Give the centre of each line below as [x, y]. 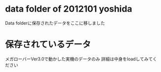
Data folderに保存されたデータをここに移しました [55, 23]
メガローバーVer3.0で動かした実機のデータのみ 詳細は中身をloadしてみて [79, 59]
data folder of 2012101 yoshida [69, 9]
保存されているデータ [48, 45]
